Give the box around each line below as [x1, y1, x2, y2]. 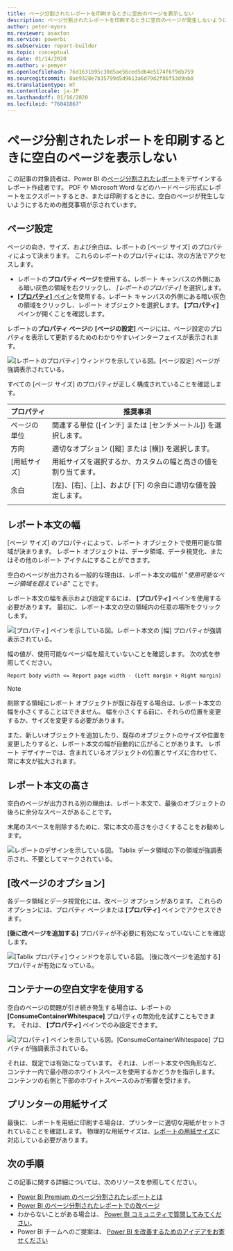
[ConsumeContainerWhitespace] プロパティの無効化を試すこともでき [7, 1012, 209, 1020]
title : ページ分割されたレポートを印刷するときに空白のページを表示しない [7, 10, 194, 17]
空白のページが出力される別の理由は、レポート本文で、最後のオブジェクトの [7, 799, 226, 808]
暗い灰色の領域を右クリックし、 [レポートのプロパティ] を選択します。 [23, 283, 225, 292]
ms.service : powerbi [7, 36, 67, 43]
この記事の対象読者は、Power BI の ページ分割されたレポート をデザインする [7, 174, 223, 183]
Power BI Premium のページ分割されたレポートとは [17, 1193, 163, 1201]
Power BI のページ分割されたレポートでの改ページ [17, 1201, 160, 1209]
